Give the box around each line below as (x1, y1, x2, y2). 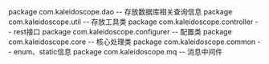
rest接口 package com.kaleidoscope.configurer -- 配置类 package (13, 27, 233, 36)
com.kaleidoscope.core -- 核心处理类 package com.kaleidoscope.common (8, 37, 256, 46)
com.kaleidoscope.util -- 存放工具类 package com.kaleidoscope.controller (8, 17, 254, 26)
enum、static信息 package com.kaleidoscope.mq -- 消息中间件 (13, 47, 223, 56)
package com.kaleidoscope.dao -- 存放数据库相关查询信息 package (8, 7, 233, 16)
